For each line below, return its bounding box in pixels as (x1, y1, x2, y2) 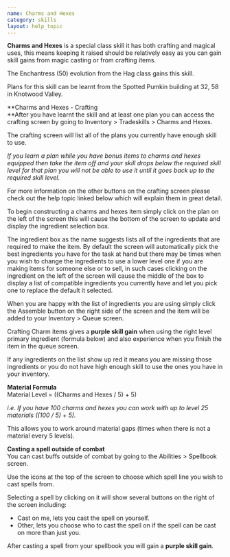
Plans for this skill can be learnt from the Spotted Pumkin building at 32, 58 (7, 83, 219, 91)
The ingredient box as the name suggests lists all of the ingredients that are (7, 235, 220, 244)
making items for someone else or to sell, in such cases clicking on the (7, 265, 207, 273)
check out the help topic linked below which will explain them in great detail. (7, 194, 223, 202)
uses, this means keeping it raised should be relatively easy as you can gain (7, 49, 222, 57)
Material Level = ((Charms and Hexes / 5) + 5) (7, 390, 137, 399)
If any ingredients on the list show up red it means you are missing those (7, 355, 212, 364)
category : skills (7, 16, 57, 23)
